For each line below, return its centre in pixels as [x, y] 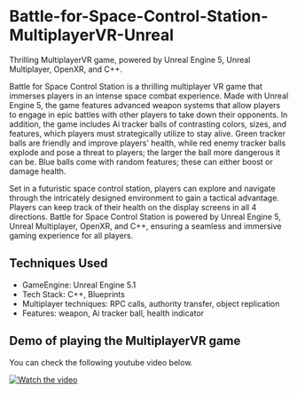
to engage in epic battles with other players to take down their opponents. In [148, 114]
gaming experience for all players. [71, 235]
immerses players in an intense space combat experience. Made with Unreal [149, 96]
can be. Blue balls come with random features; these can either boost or [141, 161]
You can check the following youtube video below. [101, 362]
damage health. [38, 171]
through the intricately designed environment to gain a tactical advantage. [144, 198]
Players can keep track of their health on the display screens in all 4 [133, 207]
